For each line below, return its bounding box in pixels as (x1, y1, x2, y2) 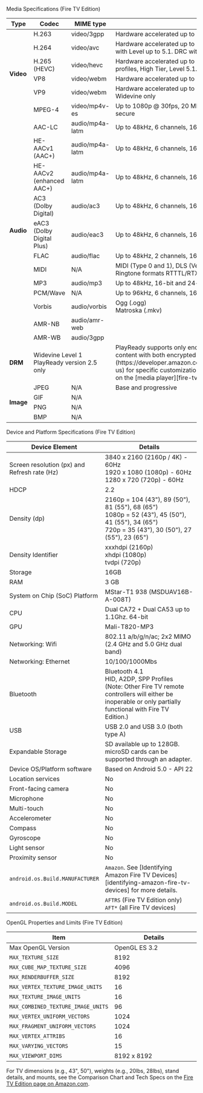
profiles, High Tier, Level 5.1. (115, 65, 198, 73)
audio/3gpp (71, 334, 105, 342)
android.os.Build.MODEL (9, 900, 78, 907)
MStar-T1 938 (105, 588, 147, 596)
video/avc (71, 44, 100, 51)
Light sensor (9, 844, 45, 852)
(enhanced (33, 177, 65, 185)
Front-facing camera (9, 785, 69, 793)
